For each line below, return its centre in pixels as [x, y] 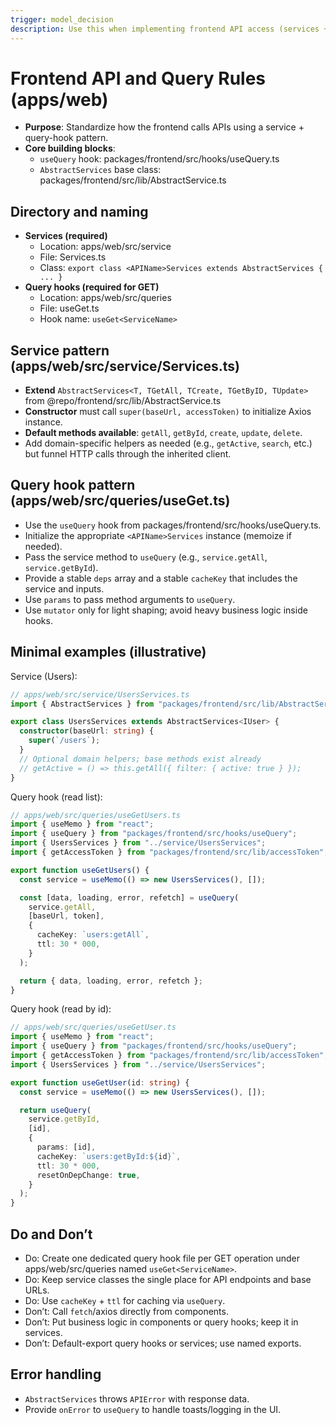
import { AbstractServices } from [82, 704]
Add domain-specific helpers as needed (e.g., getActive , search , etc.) [168, 443]
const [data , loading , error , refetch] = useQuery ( [129, 897]
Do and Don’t [51, 1234]
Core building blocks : [70, 148]
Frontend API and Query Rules [138, 78]
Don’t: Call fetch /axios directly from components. [126, 1311]
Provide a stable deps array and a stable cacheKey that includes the [161, 578]
